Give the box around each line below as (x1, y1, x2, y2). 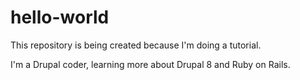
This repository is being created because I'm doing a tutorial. (10, 39, 262, 51)
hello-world (10, 6, 110, 29)
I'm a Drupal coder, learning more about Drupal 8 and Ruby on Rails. (10, 58, 291, 70)
